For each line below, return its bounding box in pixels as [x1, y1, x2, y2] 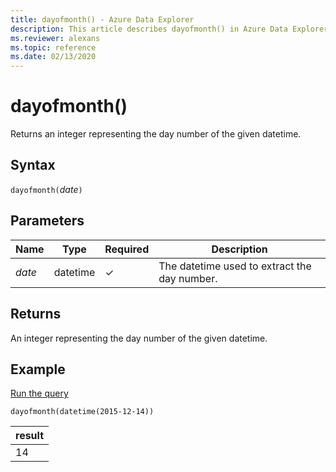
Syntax [10, 157, 56, 174]
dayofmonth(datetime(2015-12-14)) [10, 407, 155, 417]
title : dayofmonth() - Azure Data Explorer [10, 14, 195, 25]
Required [104, 242, 150, 256]
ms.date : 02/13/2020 [10, 52, 97, 62]
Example [10, 361, 66, 378]
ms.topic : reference [10, 42, 97, 53]
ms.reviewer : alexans [10, 33, 101, 43]
